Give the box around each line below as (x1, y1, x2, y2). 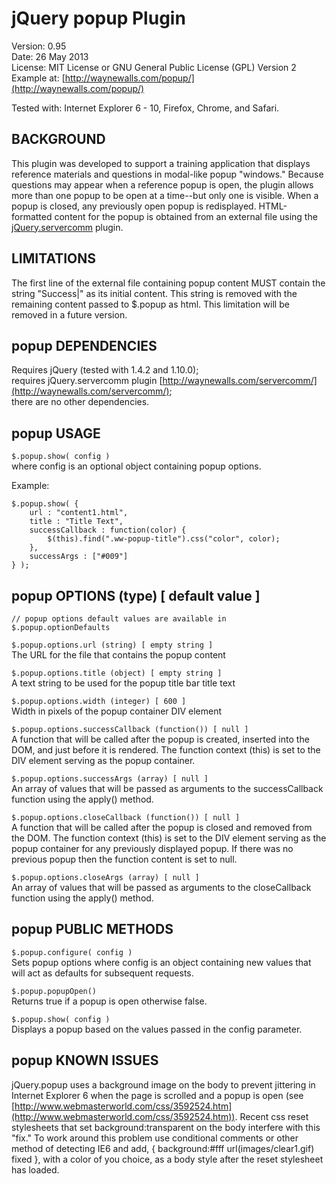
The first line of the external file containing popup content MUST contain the (11, 277, 326, 289)
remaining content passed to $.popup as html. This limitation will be (11, 298, 290, 310)
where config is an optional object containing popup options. (11, 460, 262, 472)
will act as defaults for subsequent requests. (11, 967, 194, 979)
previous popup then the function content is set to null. (11, 853, 238, 865)
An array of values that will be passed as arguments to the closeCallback (11, 882, 312, 893)
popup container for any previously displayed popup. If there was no (11, 843, 294, 854)
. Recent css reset (234, 1110, 309, 1122)
